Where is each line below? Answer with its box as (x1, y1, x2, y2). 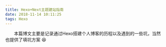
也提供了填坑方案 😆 (5, 37, 47, 43)
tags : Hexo (5, 16, 28, 21)
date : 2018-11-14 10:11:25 (5, 12, 62, 17)
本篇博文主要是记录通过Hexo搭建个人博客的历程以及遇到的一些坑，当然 (14, 31, 161, 37)
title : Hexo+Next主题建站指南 (5, 7, 64, 12)
